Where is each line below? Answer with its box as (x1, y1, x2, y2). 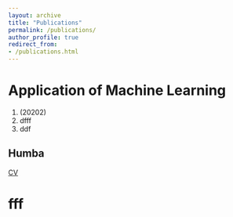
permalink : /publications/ (8, 26, 96, 34)
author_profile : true (8, 33, 79, 42)
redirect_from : (8, 41, 58, 49)
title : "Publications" (8, 19, 82, 27)
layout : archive (8, 11, 61, 20)
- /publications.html (8, 48, 79, 56)
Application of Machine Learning (8, 81, 226, 99)
